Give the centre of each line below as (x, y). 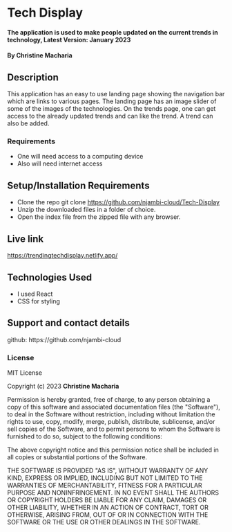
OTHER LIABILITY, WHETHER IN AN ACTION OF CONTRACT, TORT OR (108, 508)
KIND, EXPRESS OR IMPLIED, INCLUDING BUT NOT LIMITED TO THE (105, 478)
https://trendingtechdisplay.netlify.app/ (62, 256)
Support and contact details (68, 323)
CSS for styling (39, 301)
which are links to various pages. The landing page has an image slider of (112, 101)
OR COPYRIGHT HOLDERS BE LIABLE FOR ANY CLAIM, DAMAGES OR (107, 500)
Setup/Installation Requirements (78, 185)
